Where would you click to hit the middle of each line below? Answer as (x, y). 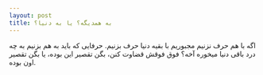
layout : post (31, 15)
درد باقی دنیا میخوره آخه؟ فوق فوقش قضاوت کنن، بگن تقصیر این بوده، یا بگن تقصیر (132, 54)
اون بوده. (23, 62)
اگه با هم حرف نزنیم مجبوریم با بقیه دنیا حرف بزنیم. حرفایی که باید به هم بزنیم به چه (133, 45)
